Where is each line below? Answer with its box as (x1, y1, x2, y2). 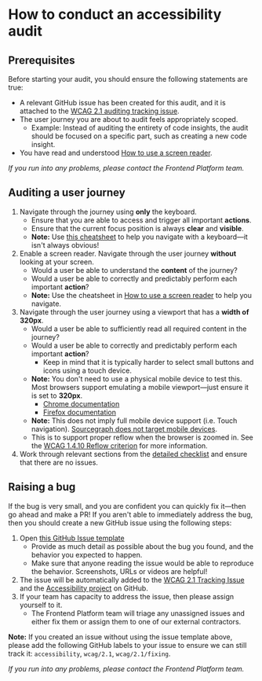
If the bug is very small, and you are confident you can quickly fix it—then (8, 501, 246, 510)
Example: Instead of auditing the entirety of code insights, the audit (31, 123, 249, 132)
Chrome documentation (42, 399, 120, 408)
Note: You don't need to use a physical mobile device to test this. (31, 374, 242, 383)
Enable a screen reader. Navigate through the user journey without (19, 248, 237, 258)
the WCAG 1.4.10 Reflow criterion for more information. (31, 440, 208, 450)
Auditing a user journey (8, 186, 126, 200)
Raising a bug (8, 480, 76, 494)
